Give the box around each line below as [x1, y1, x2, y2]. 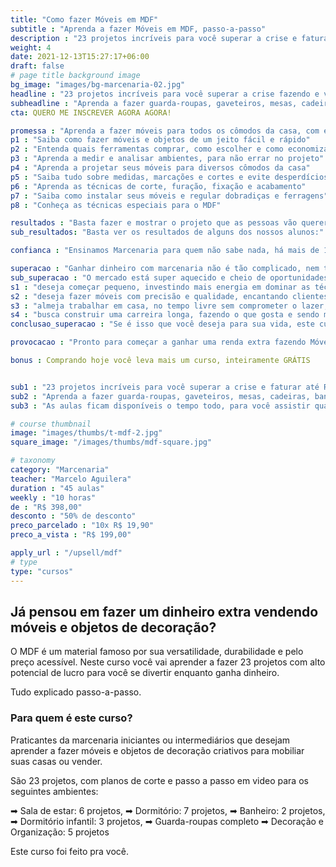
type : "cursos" [10, 566, 74, 576]
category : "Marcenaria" [10, 465, 110, 475]
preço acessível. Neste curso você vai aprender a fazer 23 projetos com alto [10, 656, 326, 668]
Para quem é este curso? [10, 711, 133, 725]
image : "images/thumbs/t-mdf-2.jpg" [10, 428, 163, 438]
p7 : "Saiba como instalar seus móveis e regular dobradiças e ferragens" [10, 191, 329, 201]
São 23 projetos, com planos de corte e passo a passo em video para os [10, 774, 309, 786]
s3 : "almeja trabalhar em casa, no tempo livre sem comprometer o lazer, [10, 301, 329, 311]
